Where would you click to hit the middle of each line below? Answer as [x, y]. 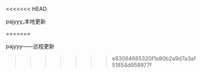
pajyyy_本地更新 [26, 21]
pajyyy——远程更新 [30, 46]
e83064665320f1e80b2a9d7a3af [154, 58]
